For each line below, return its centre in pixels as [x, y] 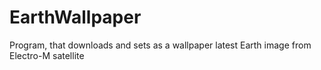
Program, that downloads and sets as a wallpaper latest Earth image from [160, 45]
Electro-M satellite [47, 55]
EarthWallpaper [75, 17]
